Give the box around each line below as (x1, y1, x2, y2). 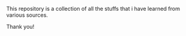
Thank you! (6, 23, 35, 30)
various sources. (6, 11, 49, 19)
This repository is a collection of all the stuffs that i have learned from (6, 5, 181, 12)
